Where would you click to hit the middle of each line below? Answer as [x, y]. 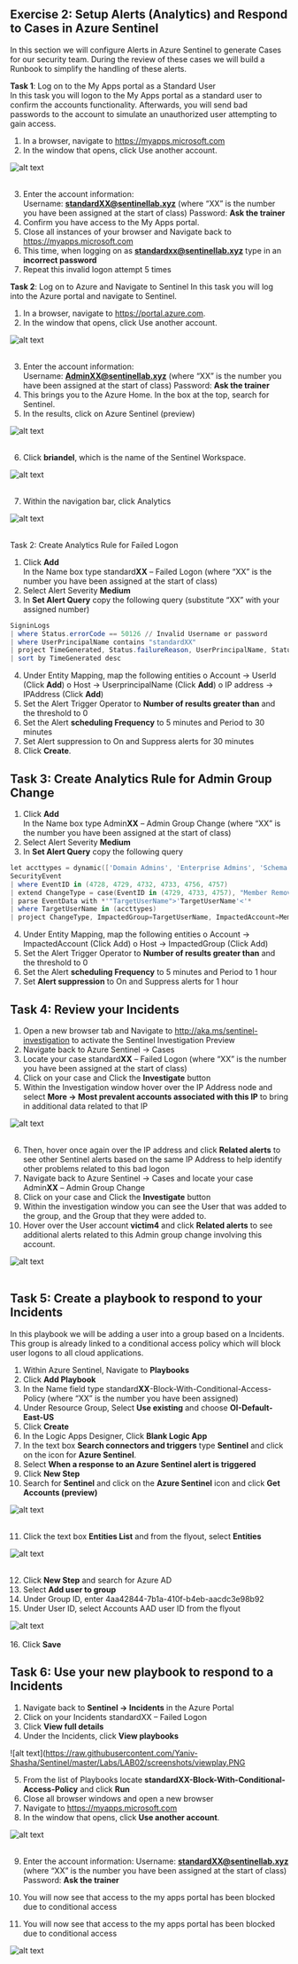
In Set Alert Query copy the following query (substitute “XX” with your [151, 600]
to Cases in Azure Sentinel [84, 29]
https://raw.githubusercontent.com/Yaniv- [122, 1753]
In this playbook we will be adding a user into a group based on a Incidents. [148, 1333]
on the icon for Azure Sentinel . [79, 1455]
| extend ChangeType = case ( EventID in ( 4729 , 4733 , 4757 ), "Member [139, 892]
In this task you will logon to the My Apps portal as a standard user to [136, 95]
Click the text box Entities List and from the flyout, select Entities [142, 1536]
